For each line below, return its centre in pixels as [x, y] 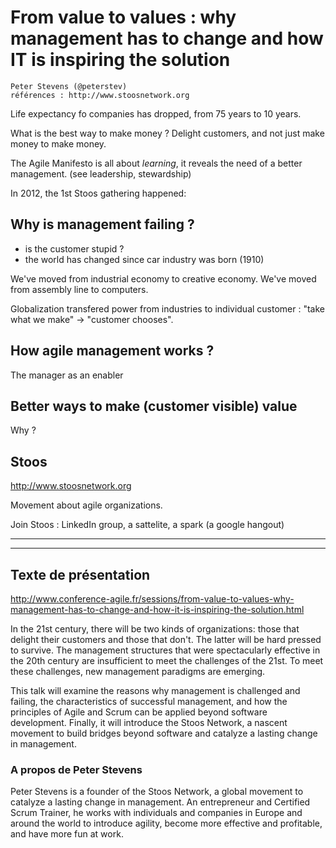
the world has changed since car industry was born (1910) [144, 259]
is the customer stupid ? [74, 248]
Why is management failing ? [102, 224]
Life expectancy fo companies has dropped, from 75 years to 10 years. [156, 113]
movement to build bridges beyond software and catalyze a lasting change [164, 733]
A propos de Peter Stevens [76, 769]
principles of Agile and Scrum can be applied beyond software [139, 712]
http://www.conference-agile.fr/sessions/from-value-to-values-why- [152, 599]
